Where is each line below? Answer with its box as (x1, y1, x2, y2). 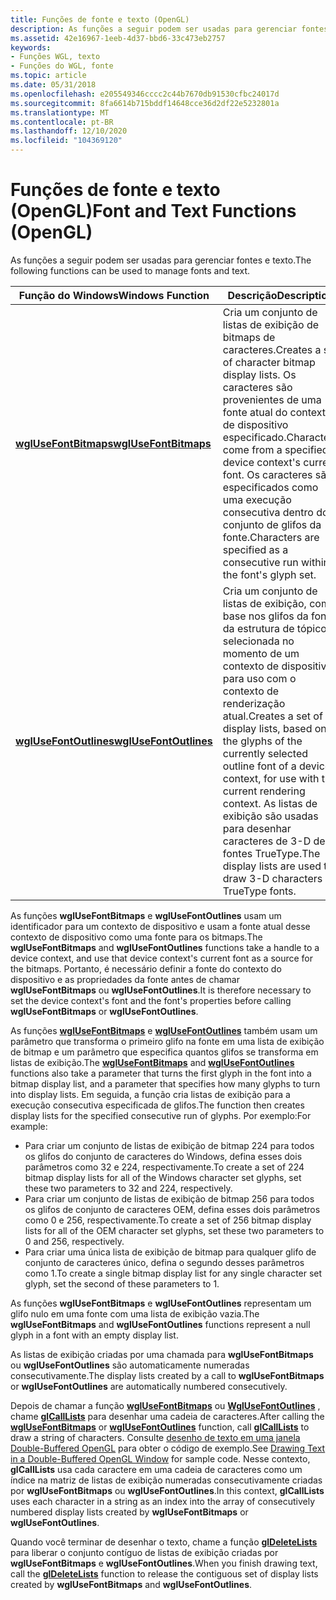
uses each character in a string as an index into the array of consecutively (10, 1495, 316, 1507)
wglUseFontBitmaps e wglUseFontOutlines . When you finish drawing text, (10, 1557, 318, 1569)
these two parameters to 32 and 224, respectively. (24, 1182, 233, 1194)
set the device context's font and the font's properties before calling (10, 994, 292, 1006)
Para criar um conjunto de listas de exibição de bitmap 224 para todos (24, 1139, 315, 1151)
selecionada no (222, 634, 295, 648)
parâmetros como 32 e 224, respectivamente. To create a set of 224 (24, 1161, 305, 1173)
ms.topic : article (10, 71, 87, 81)
